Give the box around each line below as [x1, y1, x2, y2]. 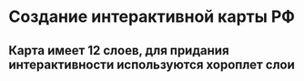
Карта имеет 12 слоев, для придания [8, 43, 229, 58]
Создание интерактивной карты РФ [8, 6, 296, 27]
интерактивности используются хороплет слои [8, 56, 295, 72]
